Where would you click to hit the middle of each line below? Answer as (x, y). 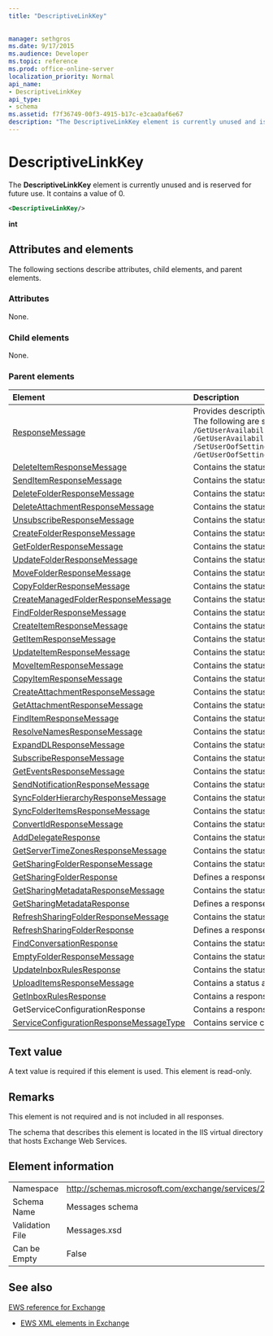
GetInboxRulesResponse (59, 997)
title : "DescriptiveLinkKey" (58, 16)
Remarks (32, 1097)
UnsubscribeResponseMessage (74, 520)
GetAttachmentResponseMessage (78, 705)
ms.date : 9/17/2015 (41, 46)
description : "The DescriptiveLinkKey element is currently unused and (132, 122)
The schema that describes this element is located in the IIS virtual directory (136, 1132)
